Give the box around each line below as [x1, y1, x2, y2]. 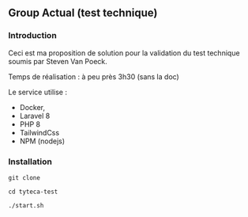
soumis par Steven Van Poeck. [8, 56, 108, 66]
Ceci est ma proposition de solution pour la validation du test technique [8, 48, 240, 58]
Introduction [8, 30, 57, 41]
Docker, [19, 102, 46, 112]
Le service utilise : [8, 87, 67, 97]
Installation [8, 156, 53, 167]
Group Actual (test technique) [8, 6, 158, 20]
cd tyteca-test [8, 188, 58, 196]
